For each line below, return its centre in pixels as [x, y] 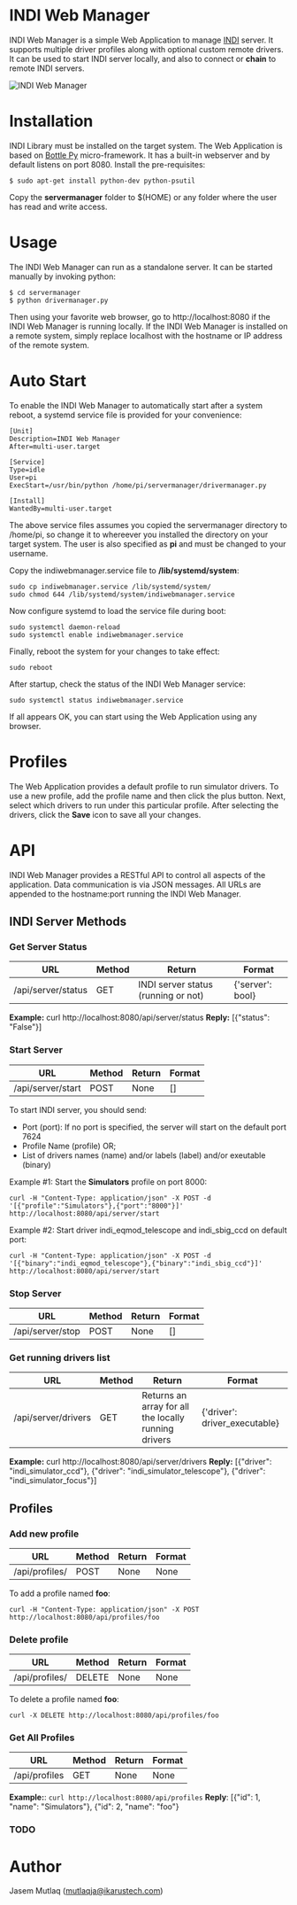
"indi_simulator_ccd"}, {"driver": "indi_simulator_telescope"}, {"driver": [137, 1471]
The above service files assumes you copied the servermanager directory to [148, 525]
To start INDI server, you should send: [78, 1109]
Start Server [36, 1050]
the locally [163, 1418]
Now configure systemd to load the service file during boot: [118, 610]
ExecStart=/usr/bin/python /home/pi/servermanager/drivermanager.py [138, 485]
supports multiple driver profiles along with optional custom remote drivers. [147, 49]
